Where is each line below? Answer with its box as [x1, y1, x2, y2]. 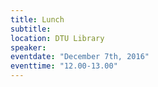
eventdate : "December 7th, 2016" [10, 52, 150, 62]
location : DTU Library [10, 33, 105, 43]
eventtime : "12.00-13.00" [10, 61, 118, 71]
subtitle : [10, 24, 52, 34]
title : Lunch [10, 14, 65, 25]
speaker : [10, 42, 47, 53]
